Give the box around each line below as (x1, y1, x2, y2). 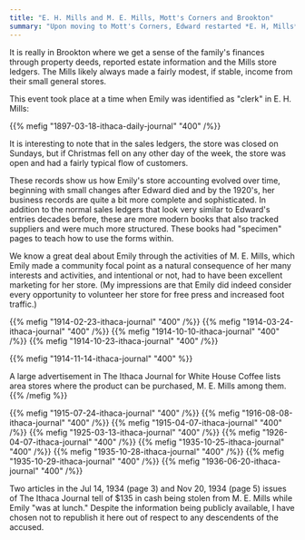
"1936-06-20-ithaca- (202, 456, 281, 466)
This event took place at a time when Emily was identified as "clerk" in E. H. (9, 93, 292, 104)
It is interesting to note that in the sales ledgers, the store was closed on (9, 138, 279, 149)
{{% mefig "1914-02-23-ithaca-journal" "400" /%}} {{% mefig (9, 316, 241, 327)
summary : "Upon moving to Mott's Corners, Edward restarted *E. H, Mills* (9, 22, 299, 31)
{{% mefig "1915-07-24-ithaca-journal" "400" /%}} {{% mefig (9, 407, 241, 418)
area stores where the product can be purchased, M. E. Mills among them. (9, 380, 287, 391)
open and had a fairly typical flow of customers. (9, 157, 189, 168)
